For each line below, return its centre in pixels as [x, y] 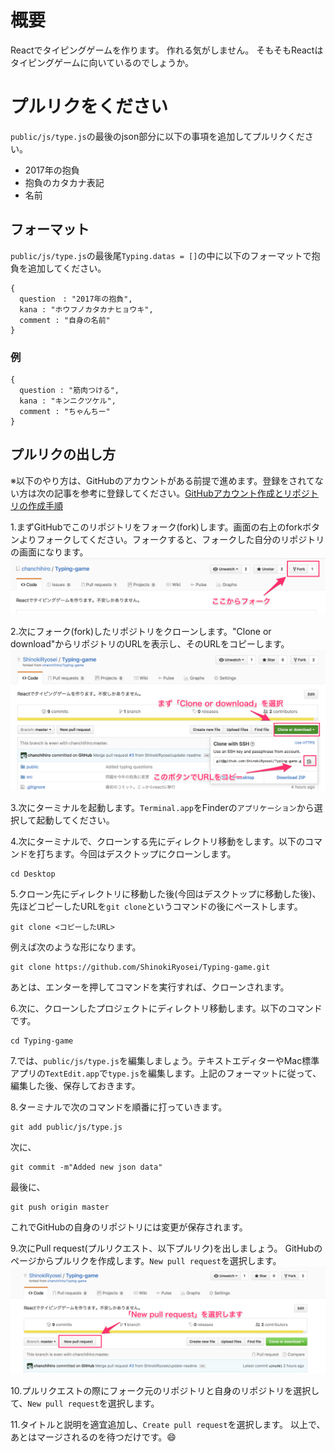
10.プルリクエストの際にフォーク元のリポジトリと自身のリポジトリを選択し [165, 1390]
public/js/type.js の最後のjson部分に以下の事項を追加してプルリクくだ [157, 136]
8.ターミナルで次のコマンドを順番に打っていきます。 [119, 1107]
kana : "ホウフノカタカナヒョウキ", [86, 309]
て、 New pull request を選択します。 [85, 1403]
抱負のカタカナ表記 [64, 182]
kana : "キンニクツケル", [68, 401]
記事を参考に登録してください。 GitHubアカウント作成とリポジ [181, 493]
